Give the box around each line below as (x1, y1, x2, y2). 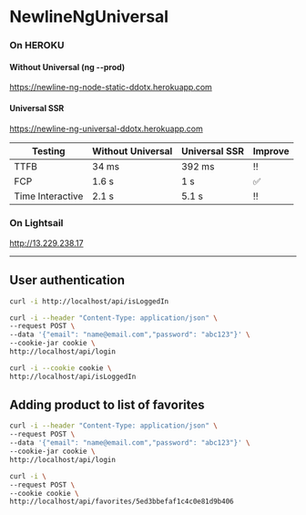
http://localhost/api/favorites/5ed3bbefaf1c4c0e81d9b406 (9, 497, 234, 507)
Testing (31, 144, 66, 157)
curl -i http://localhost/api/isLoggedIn (9, 296, 169, 306)
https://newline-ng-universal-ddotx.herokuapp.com (9, 123, 203, 134)
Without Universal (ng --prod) (9, 61, 126, 72)
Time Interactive (14, 190, 84, 202)
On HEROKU (9, 39, 65, 52)
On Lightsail (9, 217, 64, 230)
